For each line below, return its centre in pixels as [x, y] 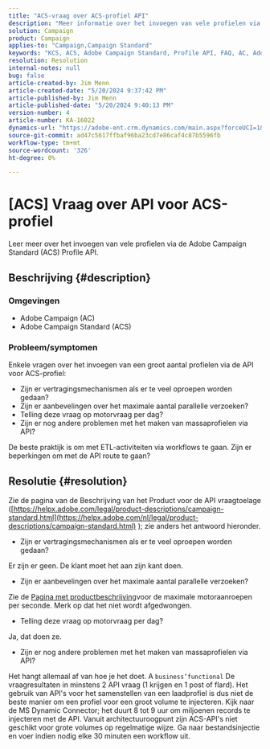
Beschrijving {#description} [80, 278]
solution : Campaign [41, 31]
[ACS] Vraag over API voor [98, 205]
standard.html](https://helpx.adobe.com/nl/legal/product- [104, 517]
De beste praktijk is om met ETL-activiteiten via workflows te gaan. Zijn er [130, 448]
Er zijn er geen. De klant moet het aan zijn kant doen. [96, 565]
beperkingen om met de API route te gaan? [80, 456]
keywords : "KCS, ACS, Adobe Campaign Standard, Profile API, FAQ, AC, [129, 53]
